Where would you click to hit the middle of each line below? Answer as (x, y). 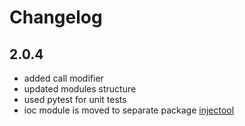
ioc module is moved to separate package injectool (129, 110)
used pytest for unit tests (75, 99)
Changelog (56, 17)
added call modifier (63, 78)
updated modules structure (80, 89)
